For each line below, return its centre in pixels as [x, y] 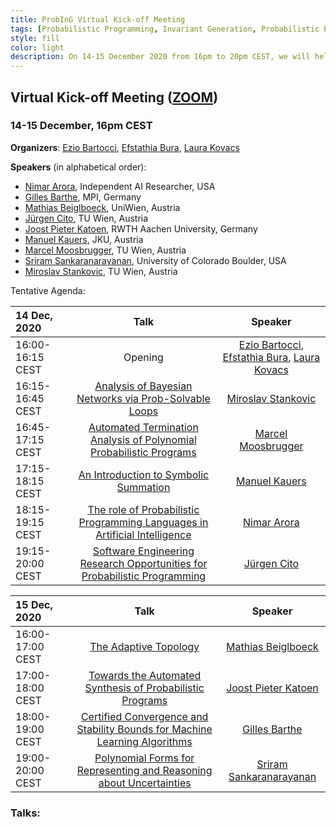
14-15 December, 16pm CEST [81, 126]
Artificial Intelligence [143, 534]
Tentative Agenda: [48, 290]
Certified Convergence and [144, 716]
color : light [37, 47]
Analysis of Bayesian [143, 386]
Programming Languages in [143, 522]
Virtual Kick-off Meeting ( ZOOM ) [114, 97]
